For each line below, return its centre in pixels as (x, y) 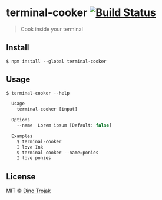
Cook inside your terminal (52, 29)
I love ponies (34, 158)
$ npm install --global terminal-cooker (57, 61)
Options (21, 120)
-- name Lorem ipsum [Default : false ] (64, 125)
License (21, 177)
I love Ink (30, 147)
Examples (22, 136)
